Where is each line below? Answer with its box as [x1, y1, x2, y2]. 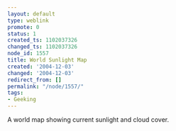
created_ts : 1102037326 [7, 37, 78, 44]
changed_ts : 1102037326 [7, 43, 78, 50]
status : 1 [7, 30, 37, 38]
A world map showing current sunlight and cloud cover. [7, 115, 170, 124]
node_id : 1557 [7, 50, 50, 57]
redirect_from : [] [7, 76, 62, 84]
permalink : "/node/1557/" [7, 83, 84, 90]
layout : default [7, 10, 55, 18]
